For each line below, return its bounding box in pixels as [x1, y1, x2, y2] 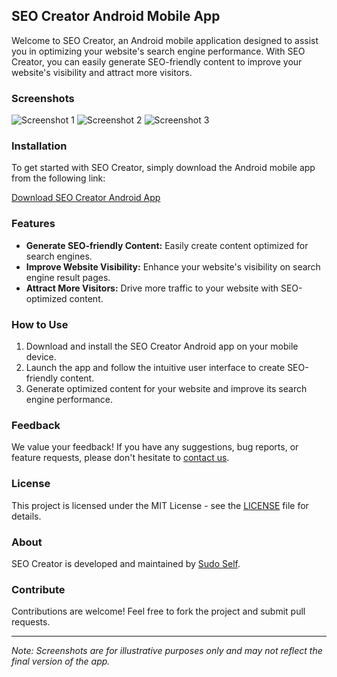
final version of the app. [11, 655, 111, 668]
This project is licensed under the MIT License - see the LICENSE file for [11, 499, 309, 511]
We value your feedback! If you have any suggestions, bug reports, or [11, 441, 299, 453]
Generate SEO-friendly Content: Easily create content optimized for [25, 239, 309, 251]
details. [11, 510, 42, 522]
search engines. [25, 250, 93, 262]
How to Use [11, 317, 69, 331]
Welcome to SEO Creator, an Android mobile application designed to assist [11, 34, 319, 46]
